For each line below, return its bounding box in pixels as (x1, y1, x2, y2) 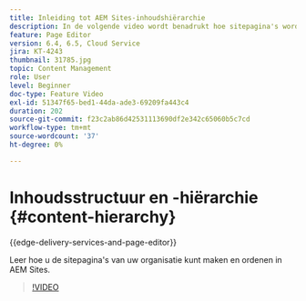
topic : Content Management (9, 65, 112, 74)
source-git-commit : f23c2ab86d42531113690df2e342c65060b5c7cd (9, 115, 250, 124)
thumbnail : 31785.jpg (9, 55, 92, 65)
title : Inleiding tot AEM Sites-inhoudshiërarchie (9, 13, 206, 23)
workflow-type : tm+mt (9, 124, 92, 133)
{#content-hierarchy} (9, 206, 177, 227)
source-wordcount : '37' (9, 132, 100, 141)
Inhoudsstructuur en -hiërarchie (9, 187, 259, 207)
